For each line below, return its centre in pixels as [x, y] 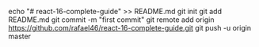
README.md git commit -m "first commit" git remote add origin [111, 20]
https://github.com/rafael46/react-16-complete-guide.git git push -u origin [130, 28]
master [20, 36]
